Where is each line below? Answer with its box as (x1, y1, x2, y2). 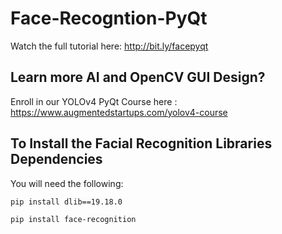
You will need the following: (10, 177, 124, 189)
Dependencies (10, 151, 103, 168)
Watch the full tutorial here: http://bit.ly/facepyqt (10, 40, 209, 52)
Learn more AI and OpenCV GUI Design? (10, 69, 266, 86)
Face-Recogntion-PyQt (10, 7, 208, 30)
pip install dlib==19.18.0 (10, 197, 123, 207)
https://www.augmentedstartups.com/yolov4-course (10, 106, 228, 118)
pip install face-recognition (10, 214, 137, 224)
